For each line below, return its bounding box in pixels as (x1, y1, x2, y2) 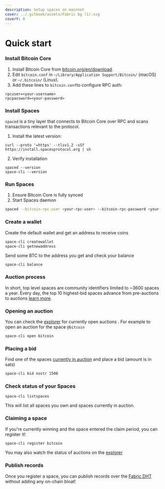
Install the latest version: (12, 133, 62, 139)
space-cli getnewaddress (5, 244, 56, 249)
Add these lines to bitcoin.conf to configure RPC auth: (12, 82, 123, 88)
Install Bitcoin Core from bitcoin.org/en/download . (12, 66, 113, 72)
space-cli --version (5, 169, 48, 175)
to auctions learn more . (5, 295, 53, 301)
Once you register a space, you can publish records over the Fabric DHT (5, 473, 152, 479)
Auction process (5, 274, 46, 281)
